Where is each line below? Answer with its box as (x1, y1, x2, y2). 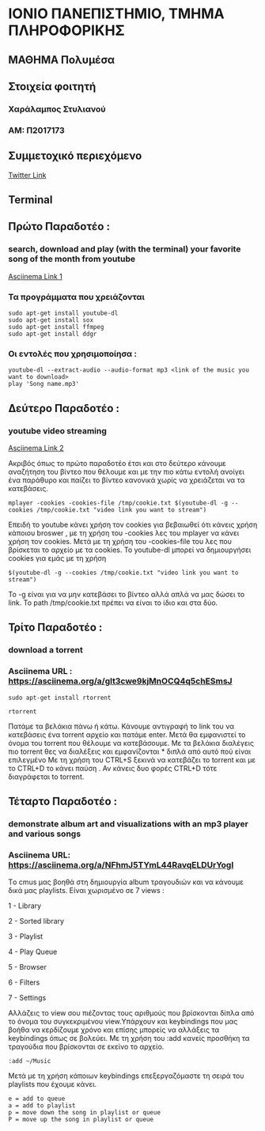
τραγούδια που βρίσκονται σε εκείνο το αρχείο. (8, 1042, 165, 1052)
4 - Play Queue (8, 947, 58, 957)
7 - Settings (8, 993, 47, 1003)
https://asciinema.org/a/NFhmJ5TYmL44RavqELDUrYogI (8, 859, 234, 870)
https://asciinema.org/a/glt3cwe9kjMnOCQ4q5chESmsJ (8, 675, 233, 687)
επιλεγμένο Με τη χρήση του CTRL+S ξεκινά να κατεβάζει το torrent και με (8, 755, 256, 764)
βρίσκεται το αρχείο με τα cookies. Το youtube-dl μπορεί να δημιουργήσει (8, 545, 252, 554)
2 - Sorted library (8, 917, 65, 926)
